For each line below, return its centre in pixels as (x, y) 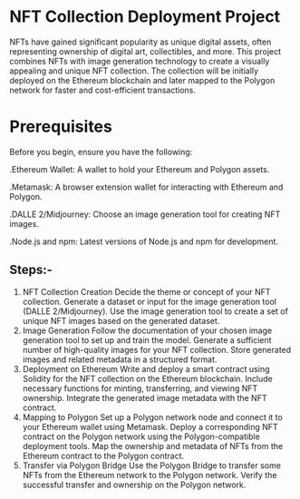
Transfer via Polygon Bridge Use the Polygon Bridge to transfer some (151, 465)
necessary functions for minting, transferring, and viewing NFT (140, 388)
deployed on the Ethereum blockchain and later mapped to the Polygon (142, 80)
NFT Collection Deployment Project (145, 17)
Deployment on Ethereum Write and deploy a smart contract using (146, 368)
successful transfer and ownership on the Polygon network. (134, 484)
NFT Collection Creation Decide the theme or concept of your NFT (146, 291)
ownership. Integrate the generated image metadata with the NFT (145, 397)
